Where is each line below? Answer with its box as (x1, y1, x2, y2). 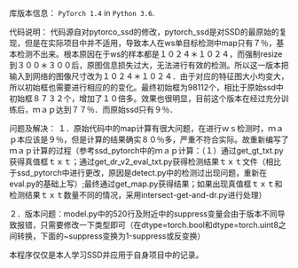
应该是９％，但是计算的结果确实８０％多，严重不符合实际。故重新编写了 (24, 134, 289, 145)
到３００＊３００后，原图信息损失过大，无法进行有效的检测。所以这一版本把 (9, 60, 289, 70)
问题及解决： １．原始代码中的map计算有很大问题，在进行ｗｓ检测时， (9, 123, 269, 133)
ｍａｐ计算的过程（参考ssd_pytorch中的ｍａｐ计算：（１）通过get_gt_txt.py (9, 146, 284, 155)
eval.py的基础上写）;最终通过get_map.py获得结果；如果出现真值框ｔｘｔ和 (9, 178, 283, 189)
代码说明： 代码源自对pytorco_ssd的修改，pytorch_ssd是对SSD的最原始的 (9, 27, 279, 37)
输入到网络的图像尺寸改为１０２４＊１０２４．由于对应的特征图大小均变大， (9, 71, 289, 82)
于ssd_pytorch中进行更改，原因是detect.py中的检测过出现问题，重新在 (9, 168, 268, 177)
